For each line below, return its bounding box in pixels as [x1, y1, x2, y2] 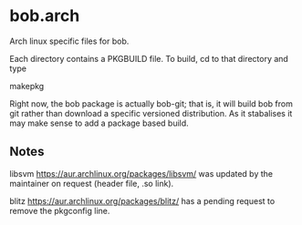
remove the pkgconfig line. [9, 205, 110, 216]
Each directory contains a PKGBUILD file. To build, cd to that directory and [9, 53, 289, 64]
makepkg [9, 80, 45, 91]
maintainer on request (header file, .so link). [9, 178, 174, 189]
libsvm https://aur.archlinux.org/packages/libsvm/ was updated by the [9, 168, 274, 179]
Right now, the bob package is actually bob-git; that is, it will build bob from [9, 97, 294, 109]
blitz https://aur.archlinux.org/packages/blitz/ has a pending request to [9, 195, 276, 206]
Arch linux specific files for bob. [9, 36, 130, 46]
